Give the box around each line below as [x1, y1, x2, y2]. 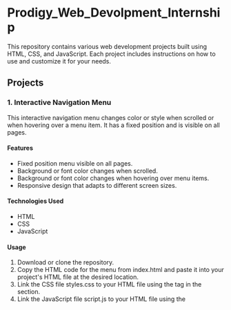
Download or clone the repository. [17, 258, 114, 267]
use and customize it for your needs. [7, 57, 112, 65]
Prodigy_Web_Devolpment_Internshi [7, 5, 221, 21]
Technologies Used [7, 197, 64, 205]
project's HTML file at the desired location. [17, 273, 139, 281]
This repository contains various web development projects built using [7, 42, 207, 50]
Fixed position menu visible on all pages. [17, 159, 133, 167]
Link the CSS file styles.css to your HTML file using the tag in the [17, 280, 202, 289]
